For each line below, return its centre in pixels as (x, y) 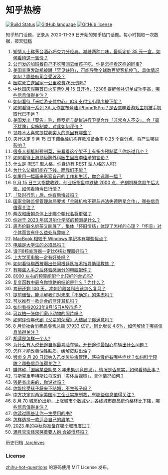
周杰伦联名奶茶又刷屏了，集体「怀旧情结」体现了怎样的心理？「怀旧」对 (87, 226)
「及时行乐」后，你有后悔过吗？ (46, 195)
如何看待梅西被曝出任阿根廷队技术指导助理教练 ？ (64, 263)
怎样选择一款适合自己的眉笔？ (43, 419)
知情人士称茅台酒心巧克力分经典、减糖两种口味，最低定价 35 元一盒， (84, 51)
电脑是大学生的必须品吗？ (39, 244)
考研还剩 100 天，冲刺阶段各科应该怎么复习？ (59, 288)
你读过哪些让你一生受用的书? (42, 413)
